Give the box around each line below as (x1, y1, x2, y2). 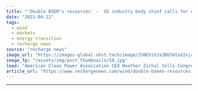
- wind (11, 24, 28, 31)
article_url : (6, 68, 38, 74)
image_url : (6, 52, 33, 58)
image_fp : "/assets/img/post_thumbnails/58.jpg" (6, 57, 128, 63)
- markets (11, 30, 35, 36)
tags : (6, 19, 19, 25)
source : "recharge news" (6, 47, 67, 52)
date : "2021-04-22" (6, 14, 54, 20)
